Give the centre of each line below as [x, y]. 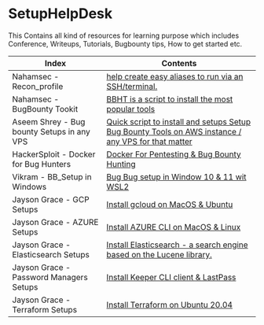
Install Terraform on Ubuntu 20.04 [170, 305]
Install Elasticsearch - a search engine [178, 245]
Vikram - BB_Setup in [52, 176]
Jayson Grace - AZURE [55, 222]
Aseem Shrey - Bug [49, 121]
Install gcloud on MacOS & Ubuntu [170, 204]
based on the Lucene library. [159, 254]
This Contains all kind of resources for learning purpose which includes [124, 35]
